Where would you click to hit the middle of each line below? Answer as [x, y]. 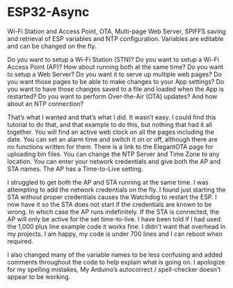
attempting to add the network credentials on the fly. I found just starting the [116, 189]
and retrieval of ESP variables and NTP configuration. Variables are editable [115, 38]
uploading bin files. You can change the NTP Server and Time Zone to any [113, 154]
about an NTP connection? [46, 103]
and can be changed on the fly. [52, 46]
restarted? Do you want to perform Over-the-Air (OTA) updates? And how [112, 96]
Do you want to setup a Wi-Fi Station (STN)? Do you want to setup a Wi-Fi [113, 59]
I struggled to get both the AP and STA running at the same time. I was [108, 182]
